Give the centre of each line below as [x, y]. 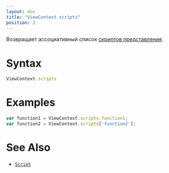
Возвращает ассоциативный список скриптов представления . [85, 40]
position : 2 [21, 22]
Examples [31, 102]
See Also [28, 148]
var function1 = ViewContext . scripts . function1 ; [67, 119]
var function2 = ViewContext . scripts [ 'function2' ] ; [71, 124]
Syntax [24, 63]
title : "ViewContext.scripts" [43, 17]
